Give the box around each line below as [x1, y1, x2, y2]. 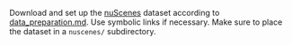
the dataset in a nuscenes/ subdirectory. [9, 26, 156, 36]
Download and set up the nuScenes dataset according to [9, 8, 220, 18]
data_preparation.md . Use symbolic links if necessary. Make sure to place [9, 17, 283, 27]
